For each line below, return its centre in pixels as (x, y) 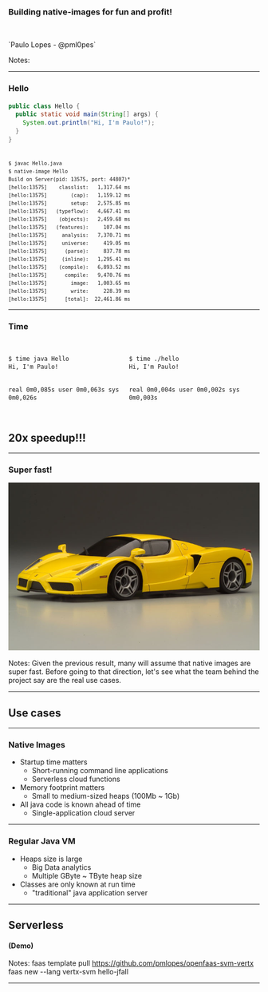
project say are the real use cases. (65, 681)
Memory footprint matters (62, 788)
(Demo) (21, 946)
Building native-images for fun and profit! (91, 12)
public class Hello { (44, 106)
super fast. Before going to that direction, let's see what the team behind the (134, 672)
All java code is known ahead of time (80, 804)
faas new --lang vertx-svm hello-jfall (69, 972)
